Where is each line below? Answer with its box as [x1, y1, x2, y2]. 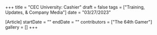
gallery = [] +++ [5, 24, 38, 30]
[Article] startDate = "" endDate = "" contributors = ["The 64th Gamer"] [5, 19, 152, 25]
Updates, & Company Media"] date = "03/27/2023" [5, 9, 111, 15]
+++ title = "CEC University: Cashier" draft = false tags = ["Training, [5, 4, 145, 10]
